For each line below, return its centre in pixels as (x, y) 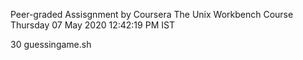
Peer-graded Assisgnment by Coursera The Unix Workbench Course (152, 14)
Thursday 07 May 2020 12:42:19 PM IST (92, 25)
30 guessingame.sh (51, 44)
